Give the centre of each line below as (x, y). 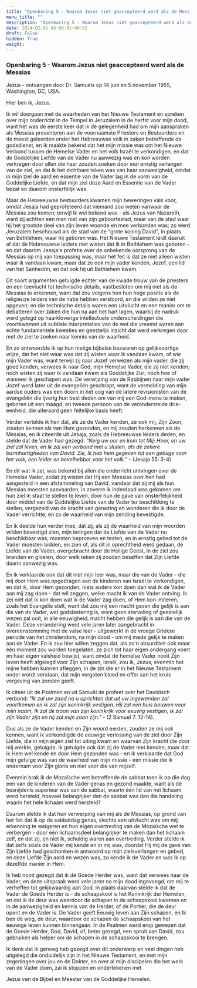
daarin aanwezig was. (32, 563)
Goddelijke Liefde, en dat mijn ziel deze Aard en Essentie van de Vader (91, 183)
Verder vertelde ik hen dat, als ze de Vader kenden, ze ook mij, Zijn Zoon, (94, 422)
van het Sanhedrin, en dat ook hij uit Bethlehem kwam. (72, 269)
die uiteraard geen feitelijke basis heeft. (76, 411)
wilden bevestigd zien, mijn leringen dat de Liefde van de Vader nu (86, 532)
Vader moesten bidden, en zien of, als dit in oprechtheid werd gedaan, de (95, 545)
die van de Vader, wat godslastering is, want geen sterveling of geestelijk (94, 612)
